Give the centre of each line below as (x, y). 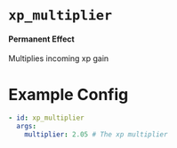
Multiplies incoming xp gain (59, 58)
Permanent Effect (41, 39)
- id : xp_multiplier (47, 118)
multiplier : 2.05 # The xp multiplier (96, 135)
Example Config (68, 94)
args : (27, 127)
